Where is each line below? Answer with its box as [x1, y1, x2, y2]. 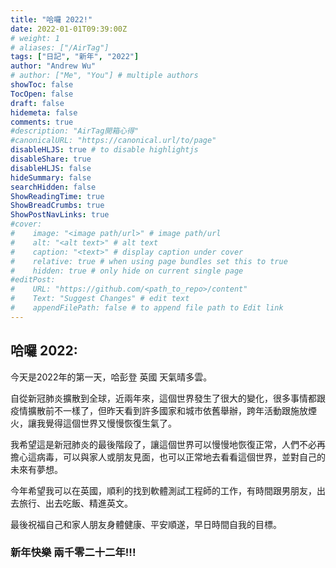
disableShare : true [10, 154, 92, 164]
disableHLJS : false [10, 163, 92, 173]
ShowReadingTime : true [10, 191, 105, 201]
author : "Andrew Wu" [10, 61, 97, 71]
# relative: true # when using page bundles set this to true [10, 256, 288, 266]
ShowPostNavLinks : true [10, 210, 110, 220]
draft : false [10, 98, 65, 108]
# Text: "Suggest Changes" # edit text [10, 294, 190, 304]
